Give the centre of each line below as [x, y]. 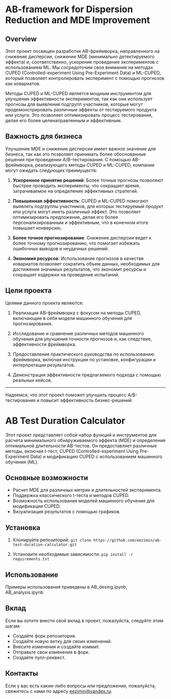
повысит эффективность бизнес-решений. [87, 400]
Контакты [22, 673]
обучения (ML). [22, 462]
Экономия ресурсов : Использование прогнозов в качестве [78, 258]
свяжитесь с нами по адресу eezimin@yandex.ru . [59, 691]
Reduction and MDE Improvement [78, 20]
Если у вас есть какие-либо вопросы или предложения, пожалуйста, [81, 686]
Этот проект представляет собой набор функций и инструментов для [81, 435]
